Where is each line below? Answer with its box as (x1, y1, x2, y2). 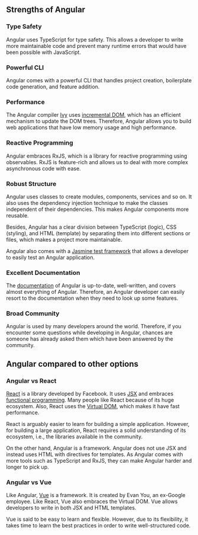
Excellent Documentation (6, 268, 80, 277)
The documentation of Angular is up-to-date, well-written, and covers (6, 282, 176, 289)
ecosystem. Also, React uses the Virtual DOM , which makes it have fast (6, 403, 180, 410)
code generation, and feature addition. (6, 83, 100, 90)
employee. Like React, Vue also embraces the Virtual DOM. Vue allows (6, 498, 178, 505)
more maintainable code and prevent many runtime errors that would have (6, 42, 187, 49)
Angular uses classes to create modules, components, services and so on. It (6, 193, 192, 200)
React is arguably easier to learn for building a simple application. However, (6, 421, 190, 428)
